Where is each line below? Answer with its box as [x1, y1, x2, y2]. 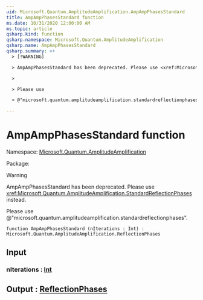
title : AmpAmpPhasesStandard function [6, 14, 104, 20]
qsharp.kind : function [6, 31, 63, 37]
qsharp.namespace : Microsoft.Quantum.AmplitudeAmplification [6, 37, 164, 43]
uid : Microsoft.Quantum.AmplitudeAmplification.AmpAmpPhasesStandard [6, 8, 185, 15]
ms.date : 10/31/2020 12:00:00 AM [6, 20, 91, 26]
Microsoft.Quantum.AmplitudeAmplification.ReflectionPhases [6, 231, 161, 237]
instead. [6, 196, 27, 204]
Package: [6, 160, 30, 167]
